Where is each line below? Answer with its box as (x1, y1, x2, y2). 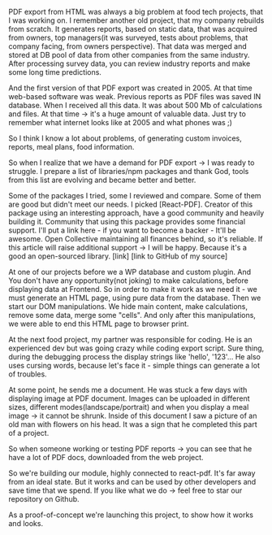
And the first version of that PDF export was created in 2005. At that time (8, 83, 253, 93)
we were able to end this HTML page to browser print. (8, 319, 189, 328)
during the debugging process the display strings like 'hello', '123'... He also (8, 352, 261, 361)
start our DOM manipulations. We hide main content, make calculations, (8, 302, 248, 311)
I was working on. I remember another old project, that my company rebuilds (8, 15, 265, 25)
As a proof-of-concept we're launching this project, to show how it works (8, 510, 254, 520)
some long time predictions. (8, 67, 101, 76)
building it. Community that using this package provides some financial (8, 217, 246, 226)
